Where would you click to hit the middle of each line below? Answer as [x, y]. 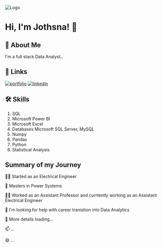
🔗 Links [16, 72]
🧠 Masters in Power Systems [33, 186]
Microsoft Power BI [31, 118]
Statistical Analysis [31, 149]
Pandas [20, 139]
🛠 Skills [17, 99]
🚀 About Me [23, 45]
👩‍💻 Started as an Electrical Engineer [41, 177]
